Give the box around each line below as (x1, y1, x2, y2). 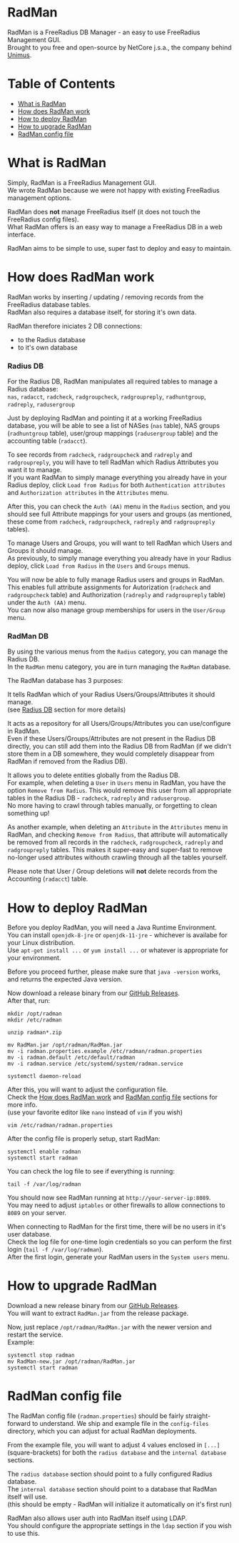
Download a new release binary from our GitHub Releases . (7, 1302, 180, 1310)
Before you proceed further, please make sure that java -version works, (7, 967, 221, 976)
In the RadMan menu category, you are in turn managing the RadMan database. (7, 662, 231, 671)
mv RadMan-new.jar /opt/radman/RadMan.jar (7, 1358, 136, 1365)
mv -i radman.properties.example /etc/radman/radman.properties (7, 1048, 203, 1055)
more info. (7, 1101, 38, 1109)
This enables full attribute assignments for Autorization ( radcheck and (7, 583, 211, 591)
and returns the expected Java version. (7, 975, 123, 984)
